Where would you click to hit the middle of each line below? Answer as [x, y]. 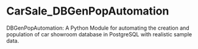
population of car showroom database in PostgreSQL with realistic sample [99, 34]
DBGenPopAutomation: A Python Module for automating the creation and [98, 28]
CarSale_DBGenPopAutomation [88, 11]
